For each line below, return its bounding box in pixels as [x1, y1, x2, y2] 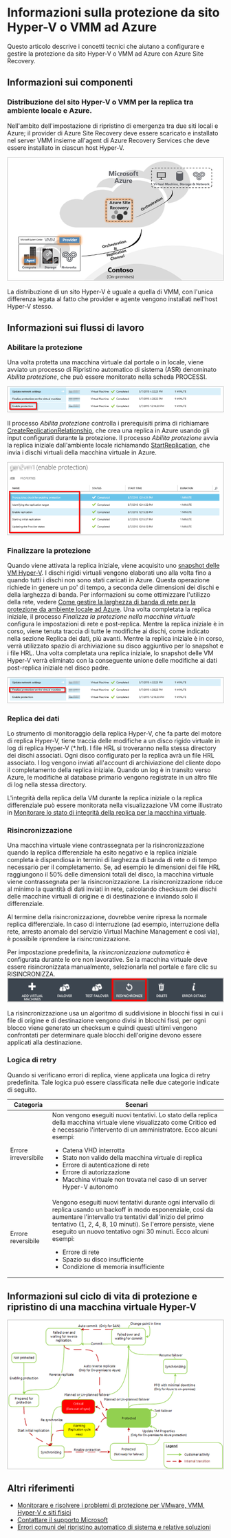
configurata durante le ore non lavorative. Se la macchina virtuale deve [7, 956, 208, 964]
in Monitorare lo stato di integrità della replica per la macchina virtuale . [7, 809, 207, 817]
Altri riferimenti [7, 1483, 74, 1495]
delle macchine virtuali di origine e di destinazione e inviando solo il [7, 892, 198, 901]
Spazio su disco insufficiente [62, 1255, 144, 1263]
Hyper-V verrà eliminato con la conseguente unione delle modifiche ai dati [7, 657, 218, 665]
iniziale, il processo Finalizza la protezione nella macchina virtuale [7, 613, 196, 621]
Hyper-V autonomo [62, 1183, 118, 1191]
